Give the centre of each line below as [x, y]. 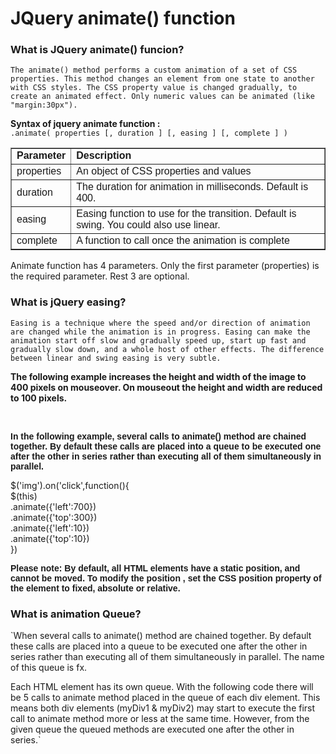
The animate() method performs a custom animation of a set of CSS [154, 70]
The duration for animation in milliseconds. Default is [192, 187]
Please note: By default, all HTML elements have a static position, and [155, 568]
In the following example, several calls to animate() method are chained [158, 436]
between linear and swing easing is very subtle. [116, 358]
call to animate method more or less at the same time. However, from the [160, 719]
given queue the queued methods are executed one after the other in [152, 729]
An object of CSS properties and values [164, 171]
